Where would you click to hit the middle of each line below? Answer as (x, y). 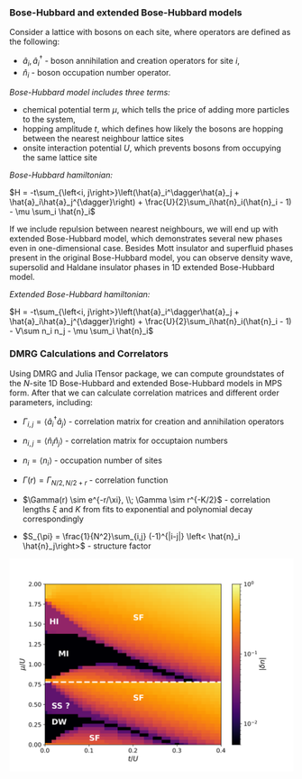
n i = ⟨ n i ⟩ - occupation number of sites (92, 461)
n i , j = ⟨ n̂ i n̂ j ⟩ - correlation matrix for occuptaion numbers (125, 442)
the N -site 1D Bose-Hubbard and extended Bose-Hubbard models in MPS (146, 383)
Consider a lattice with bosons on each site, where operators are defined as (150, 32)
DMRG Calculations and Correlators (89, 354)
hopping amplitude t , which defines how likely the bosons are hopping (153, 129)
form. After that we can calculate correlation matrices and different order (144, 393)
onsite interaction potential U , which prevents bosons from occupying (152, 148)
